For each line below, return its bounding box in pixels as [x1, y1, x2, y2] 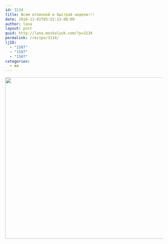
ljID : [5, 40, 16, 45]
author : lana [5, 21, 32, 27]
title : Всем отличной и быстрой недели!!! [5, 12, 95, 17]
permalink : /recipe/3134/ [5, 36, 59, 41]
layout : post [5, 26, 32, 31]
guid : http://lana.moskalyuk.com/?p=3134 [5, 31, 93, 36]
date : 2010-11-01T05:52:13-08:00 [5, 17, 75, 22]
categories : [5, 59, 30, 64]
